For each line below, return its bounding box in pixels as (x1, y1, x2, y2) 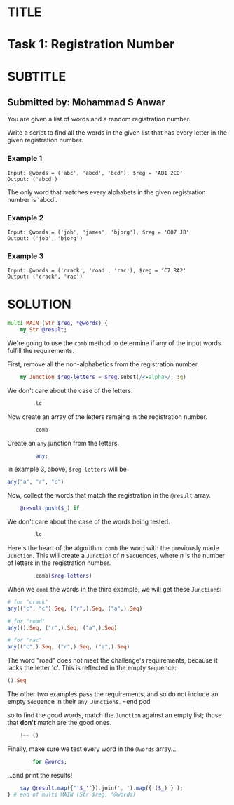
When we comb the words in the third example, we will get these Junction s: (7, 585, 222, 593)
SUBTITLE (7, 68, 67, 84)
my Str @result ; (20, 326, 68, 333)
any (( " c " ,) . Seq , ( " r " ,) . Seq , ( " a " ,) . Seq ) (7, 644, 130, 651)
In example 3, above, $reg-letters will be (7, 465, 128, 474)
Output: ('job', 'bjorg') (7, 234, 83, 242)
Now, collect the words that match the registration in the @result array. (7, 491, 212, 500)
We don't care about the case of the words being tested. (7, 517, 170, 526)
